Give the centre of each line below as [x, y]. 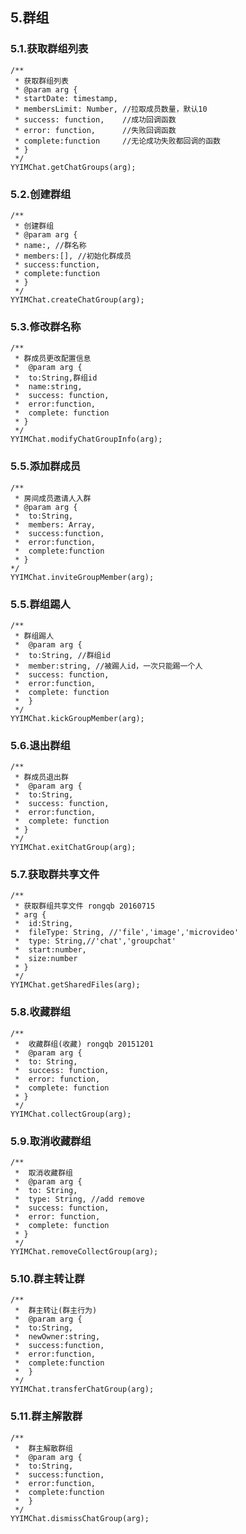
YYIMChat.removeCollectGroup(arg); [84, 1252]
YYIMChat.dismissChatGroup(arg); [80, 1518]
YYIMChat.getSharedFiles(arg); [75, 985]
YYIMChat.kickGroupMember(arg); [77, 718]
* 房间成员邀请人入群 [53, 498]
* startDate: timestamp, [66, 98]
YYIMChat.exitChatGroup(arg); [73, 848]
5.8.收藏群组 [41, 1012]
